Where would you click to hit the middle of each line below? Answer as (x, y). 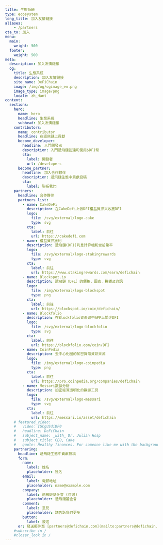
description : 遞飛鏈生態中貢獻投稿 (55, 177)
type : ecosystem (21, 14)
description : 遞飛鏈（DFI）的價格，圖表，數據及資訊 (75, 282)
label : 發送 (38, 522)
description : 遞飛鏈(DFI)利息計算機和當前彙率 (70, 245)
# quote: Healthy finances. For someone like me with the (76, 445)
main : (15, 41)
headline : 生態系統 (36, 118)
